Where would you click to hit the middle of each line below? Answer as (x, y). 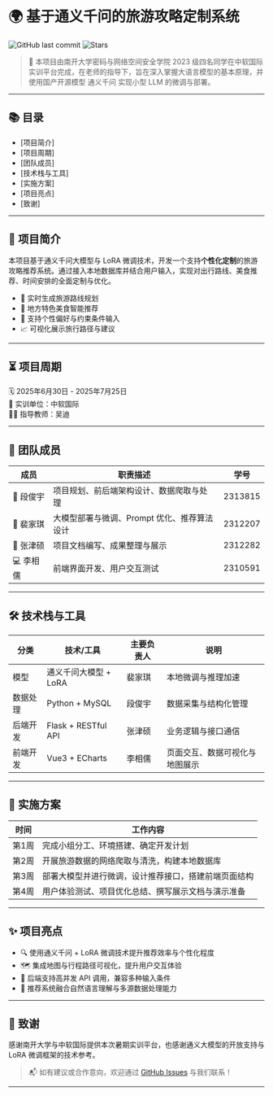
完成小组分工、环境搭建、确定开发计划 (115, 845)
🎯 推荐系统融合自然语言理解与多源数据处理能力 (98, 988)
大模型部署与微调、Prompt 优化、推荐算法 (133, 518)
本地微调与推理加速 (203, 677)
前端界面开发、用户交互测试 (106, 568)
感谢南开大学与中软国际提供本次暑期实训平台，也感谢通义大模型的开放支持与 (136, 1045)
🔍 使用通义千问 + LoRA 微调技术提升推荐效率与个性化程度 (117, 952)
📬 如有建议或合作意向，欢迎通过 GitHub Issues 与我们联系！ (130, 1072)
